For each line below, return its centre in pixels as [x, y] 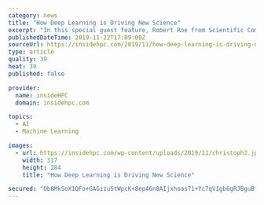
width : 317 [40, 160]
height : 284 [42, 167]
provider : [24, 88]
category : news [33, 15]
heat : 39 [22, 67]
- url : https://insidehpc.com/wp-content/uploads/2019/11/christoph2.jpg [138, 153]
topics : [21, 117]
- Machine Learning [47, 132]
